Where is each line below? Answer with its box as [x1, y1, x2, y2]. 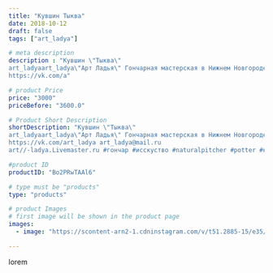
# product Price [8, 86, 63, 94]
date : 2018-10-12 [8, 19, 67, 28]
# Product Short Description [8, 116, 107, 124]
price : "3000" [8, 94, 57, 102]
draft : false [8, 27, 53, 35]
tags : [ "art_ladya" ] [8, 34, 79, 43]
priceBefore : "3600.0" [8, 101, 85, 109]
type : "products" [8, 190, 67, 198]
